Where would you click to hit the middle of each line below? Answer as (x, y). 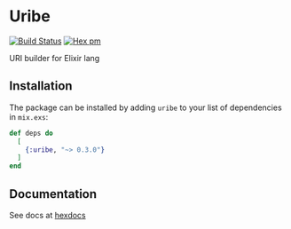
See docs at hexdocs (47, 215)
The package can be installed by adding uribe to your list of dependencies (145, 107)
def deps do (31, 133)
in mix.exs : (29, 116)
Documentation (53, 194)
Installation (41, 86)
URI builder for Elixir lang (55, 58)
